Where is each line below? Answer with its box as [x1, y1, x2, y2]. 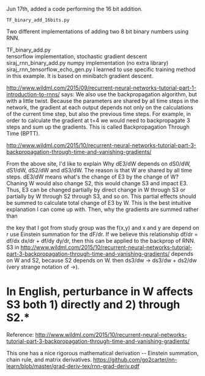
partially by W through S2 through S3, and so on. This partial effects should [6, 193, 196, 200]
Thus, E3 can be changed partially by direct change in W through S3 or [6, 186, 185, 193]
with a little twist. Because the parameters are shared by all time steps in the [6, 98, 199, 104]
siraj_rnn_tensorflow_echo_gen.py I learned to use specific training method [6, 66, 196, 73]
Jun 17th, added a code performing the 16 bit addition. [6, 6, 143, 12]
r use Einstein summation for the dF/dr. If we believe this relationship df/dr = [6, 231, 198, 238]
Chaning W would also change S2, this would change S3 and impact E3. [6, 180, 188, 186]
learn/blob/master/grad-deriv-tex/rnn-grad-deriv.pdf [6, 362, 140, 370]
